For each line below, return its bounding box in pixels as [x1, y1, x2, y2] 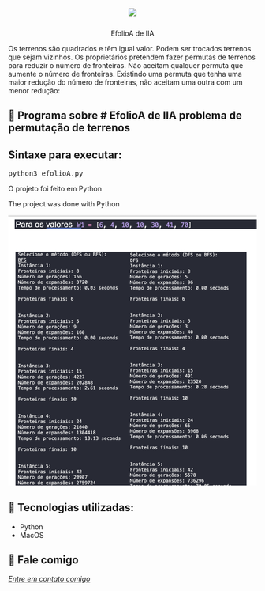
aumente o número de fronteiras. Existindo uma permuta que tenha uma [8, 69, 242, 78]
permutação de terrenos [8, 121, 130, 134]
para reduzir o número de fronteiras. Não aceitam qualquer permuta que [8, 60, 244, 70]
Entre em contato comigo [8, 574, 91, 584]
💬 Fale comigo [8, 553, 79, 567]
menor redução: [8, 85, 61, 95]
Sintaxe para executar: [8, 148, 122, 161]
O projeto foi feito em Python [8, 184, 103, 194]
